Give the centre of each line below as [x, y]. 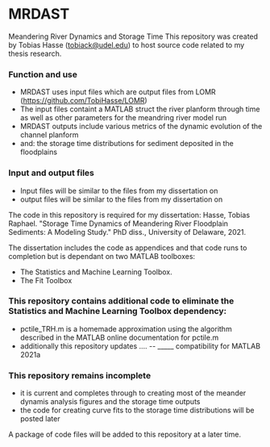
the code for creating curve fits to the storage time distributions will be [137, 410]
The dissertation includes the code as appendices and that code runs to [128, 248]
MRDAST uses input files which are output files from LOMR [118, 92]
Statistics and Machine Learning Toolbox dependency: [118, 311]
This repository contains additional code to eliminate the [121, 301]
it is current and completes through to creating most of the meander [133, 393]
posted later [40, 419]
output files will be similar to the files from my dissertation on [121, 199]
